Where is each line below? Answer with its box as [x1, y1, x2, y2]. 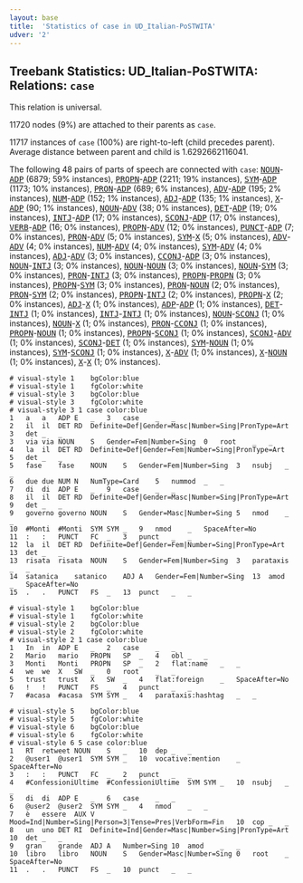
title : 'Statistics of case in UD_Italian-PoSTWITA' [9, 22, 217, 31]
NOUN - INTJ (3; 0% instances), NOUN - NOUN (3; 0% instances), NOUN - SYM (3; [9, 260, 289, 272]
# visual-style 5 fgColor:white [9, 715, 144, 725]
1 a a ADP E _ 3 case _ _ [9, 414, 176, 423]
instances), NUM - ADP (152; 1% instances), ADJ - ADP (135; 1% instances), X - [9, 193, 284, 204]
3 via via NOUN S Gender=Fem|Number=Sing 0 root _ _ [9, 437, 273, 446]
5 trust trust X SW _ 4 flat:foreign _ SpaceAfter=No [9, 676, 289, 685]
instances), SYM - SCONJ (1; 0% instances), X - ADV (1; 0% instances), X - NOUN [9, 347, 288, 358]
